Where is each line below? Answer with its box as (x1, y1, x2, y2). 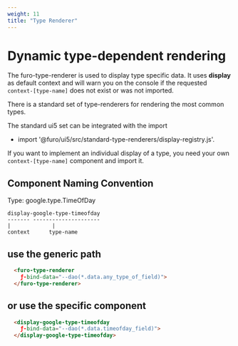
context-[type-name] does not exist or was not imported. (7, 86, 175, 95)
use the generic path (7, 248, 102, 260)
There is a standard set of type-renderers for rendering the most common (7, 100, 224, 109)
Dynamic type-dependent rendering (7, 48, 227, 64)
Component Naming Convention (7, 177, 154, 189)
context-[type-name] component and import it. (7, 157, 145, 165)
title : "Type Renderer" (7, 17, 78, 24)
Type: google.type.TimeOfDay (7, 196, 96, 205)
